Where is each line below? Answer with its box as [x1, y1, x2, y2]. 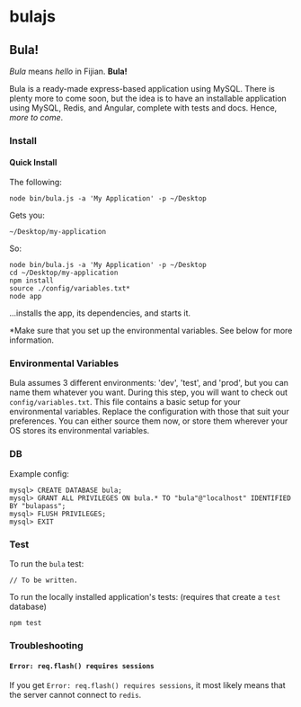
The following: [9, 177, 63, 188]
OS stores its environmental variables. [9, 425, 150, 436]
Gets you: [9, 210, 45, 221]
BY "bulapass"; [9, 501, 66, 510]
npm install [9, 276, 54, 285]
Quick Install [9, 157, 58, 167]
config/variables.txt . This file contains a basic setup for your [9, 397, 241, 407]
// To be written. [9, 576, 78, 586]
